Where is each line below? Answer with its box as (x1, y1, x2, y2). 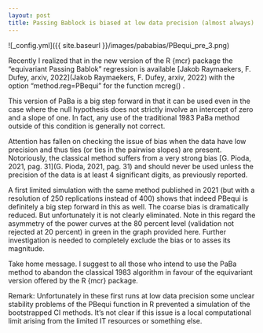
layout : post (8, 11, 51, 20)
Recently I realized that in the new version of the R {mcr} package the (8, 56, 233, 65)
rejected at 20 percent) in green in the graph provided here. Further (8, 227, 226, 236)
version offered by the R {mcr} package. (8, 276, 139, 285)
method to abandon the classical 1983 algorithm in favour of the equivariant (8, 267, 253, 276)
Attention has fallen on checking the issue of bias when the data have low (8, 136, 247, 146)
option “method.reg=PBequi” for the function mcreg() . (8, 80, 185, 91)
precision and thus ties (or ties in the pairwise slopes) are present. (8, 145, 222, 154)
